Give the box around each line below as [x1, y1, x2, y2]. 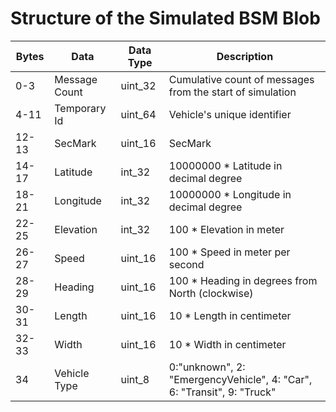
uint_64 [120, 107, 157, 121]
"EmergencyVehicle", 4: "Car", [168, 372, 313, 386]
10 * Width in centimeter [168, 337, 287, 351]
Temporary [54, 101, 107, 115]
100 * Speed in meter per [168, 245, 291, 259]
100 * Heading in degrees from [168, 273, 318, 287]
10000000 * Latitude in [168, 158, 283, 172]
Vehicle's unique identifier [168, 107, 292, 121]
